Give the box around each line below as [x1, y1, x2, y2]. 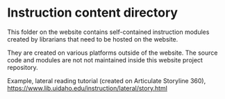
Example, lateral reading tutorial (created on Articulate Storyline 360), [7, 76, 206, 84]
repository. [7, 63, 38, 71]
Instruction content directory [7, 5, 178, 21]
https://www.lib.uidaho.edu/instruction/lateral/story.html [7, 84, 168, 92]
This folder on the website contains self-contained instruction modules [7, 28, 210, 36]
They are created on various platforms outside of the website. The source [7, 48, 218, 57]
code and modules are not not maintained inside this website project [7, 55, 203, 64]
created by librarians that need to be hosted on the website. [7, 35, 178, 43]
